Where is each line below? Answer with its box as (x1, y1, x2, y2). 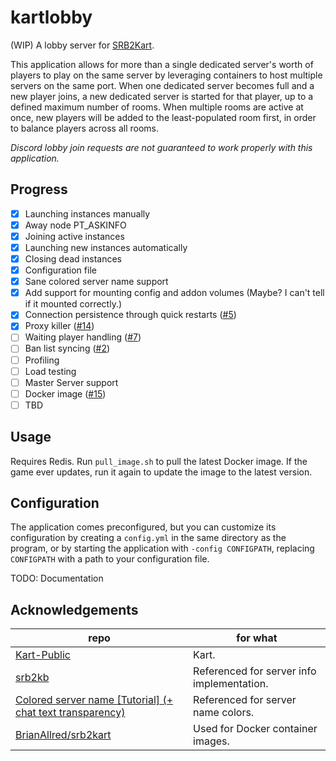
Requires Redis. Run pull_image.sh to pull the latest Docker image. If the (10, 455, 308, 467)
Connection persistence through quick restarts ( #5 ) (24, 309, 237, 321)
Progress (10, 181, 68, 198)
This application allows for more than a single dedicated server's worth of (10, 58, 314, 70)
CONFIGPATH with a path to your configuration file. (10, 553, 210, 565)
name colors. (193, 706, 255, 720)
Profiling (24, 354, 60, 366)
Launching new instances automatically (24, 241, 188, 253)
